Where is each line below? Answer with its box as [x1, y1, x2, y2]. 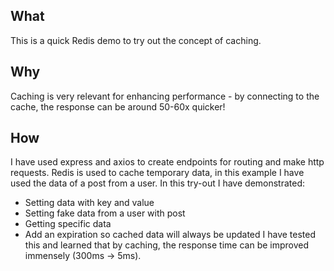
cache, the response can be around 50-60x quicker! [10, 100, 226, 113]
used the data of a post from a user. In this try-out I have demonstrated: [10, 177, 306, 189]
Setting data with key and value [24, 197, 155, 209]
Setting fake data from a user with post [24, 207, 186, 219]
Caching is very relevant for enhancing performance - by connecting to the [10, 90, 320, 102]
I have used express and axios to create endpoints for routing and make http [10, 156, 325, 168]
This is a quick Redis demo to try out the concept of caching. [10, 34, 262, 46]
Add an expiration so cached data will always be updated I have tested [24, 229, 317, 241]
